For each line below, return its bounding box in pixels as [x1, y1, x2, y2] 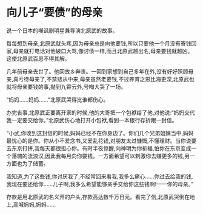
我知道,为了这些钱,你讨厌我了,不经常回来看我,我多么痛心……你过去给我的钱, [6, 173, 193, 180]
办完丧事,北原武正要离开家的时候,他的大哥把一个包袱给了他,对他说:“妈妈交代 [6, 109, 195, 116]
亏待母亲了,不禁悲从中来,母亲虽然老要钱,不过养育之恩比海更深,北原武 [18, 75, 190, 83]
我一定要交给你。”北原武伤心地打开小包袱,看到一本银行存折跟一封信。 [6, 116, 178, 123]
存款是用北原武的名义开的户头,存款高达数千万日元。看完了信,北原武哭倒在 [6, 193, 190, 201]
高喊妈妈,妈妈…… [13, 201, 56, 208]
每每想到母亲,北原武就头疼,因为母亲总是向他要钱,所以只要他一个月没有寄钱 [6, 40, 192, 47]
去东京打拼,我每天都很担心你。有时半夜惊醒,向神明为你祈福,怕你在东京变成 [6, 144, 192, 152]
